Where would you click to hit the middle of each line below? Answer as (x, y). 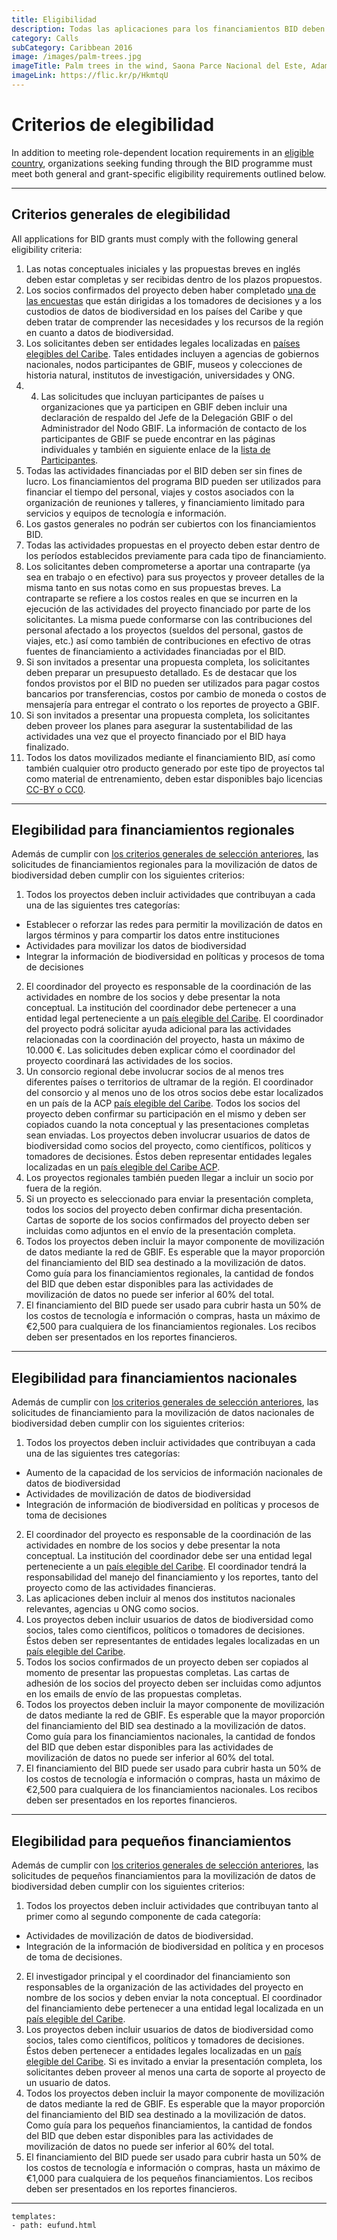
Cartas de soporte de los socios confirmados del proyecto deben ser (168, 1220)
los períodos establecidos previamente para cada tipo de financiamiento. (176, 555)
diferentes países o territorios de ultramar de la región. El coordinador (169, 1082)
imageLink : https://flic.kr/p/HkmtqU (90, 76)
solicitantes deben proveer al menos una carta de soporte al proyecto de (175, 2072)
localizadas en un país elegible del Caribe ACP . (123, 1167)
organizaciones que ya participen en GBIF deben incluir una (164, 407)
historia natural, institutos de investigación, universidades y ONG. (160, 375)
